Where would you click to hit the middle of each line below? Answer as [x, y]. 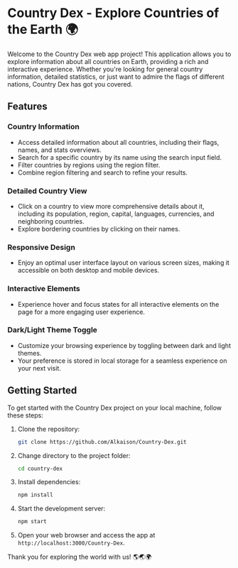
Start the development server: [61, 508]
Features [27, 107]
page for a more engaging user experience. [81, 312]
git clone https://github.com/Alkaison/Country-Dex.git [102, 442]
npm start [32, 522]
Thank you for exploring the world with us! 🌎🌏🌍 [80, 557]
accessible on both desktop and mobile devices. [88, 271]
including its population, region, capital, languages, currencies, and [116, 214]
